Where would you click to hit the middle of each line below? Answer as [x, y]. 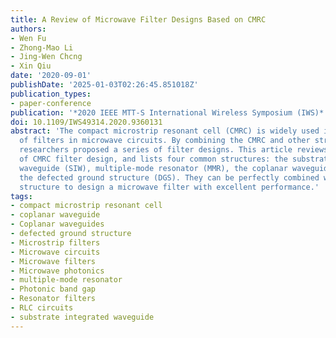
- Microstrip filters [55, 242]
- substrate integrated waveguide [82, 317]
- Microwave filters [53, 261]
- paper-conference [51, 103]
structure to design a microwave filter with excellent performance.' [169, 187]
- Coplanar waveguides [57, 224]
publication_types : [51, 94]
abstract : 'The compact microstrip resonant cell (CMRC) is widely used [165, 131]
